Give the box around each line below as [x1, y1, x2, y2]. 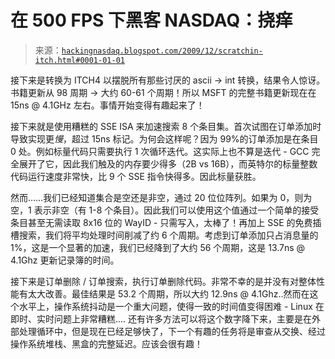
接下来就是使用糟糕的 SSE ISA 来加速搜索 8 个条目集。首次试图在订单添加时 [10, 120, 322, 132]
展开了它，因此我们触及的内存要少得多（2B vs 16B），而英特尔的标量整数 [18, 157, 318, 170]
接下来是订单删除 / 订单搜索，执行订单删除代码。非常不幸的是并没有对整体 [10, 275, 317, 287]
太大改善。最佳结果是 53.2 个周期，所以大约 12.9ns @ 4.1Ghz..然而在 [27, 287, 310, 300]
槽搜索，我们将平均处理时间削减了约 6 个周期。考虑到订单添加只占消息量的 [10, 229, 319, 241]
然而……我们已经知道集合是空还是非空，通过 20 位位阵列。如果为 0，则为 [10, 191, 313, 203]
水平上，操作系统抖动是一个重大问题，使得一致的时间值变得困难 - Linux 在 [18, 300, 325, 312]
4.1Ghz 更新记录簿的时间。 [10, 254, 120, 266]
